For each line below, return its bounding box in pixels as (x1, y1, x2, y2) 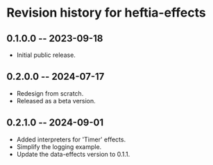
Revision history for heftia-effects (6, 5, 206, 21)
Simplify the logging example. (16, 142, 102, 150)
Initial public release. (16, 51, 76, 59)
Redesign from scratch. (16, 89, 84, 98)
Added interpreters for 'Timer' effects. (16, 135, 126, 144)
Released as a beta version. (16, 96, 96, 105)
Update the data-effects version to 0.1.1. (16, 150, 130, 158)
